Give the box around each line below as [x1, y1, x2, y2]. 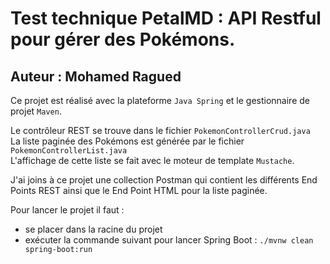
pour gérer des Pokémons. [10, 28, 236, 51]
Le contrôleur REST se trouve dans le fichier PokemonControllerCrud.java [10, 125, 311, 136]
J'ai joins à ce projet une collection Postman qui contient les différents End [10, 174, 318, 186]
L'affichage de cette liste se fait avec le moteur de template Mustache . [10, 155, 295, 166]
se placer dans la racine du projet [24, 223, 163, 235]
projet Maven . [10, 105, 62, 117]
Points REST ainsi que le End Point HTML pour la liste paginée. [10, 185, 268, 196]
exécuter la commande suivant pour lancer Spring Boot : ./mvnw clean [24, 234, 314, 246]
